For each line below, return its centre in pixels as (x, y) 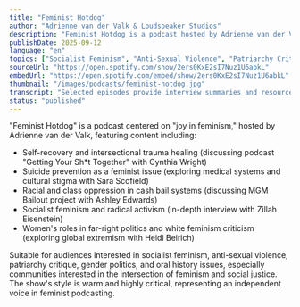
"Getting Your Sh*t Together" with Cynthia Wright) (114, 162)
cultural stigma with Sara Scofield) (85, 181)
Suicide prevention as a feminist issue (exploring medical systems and (151, 171)
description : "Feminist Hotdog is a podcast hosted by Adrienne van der (147, 34)
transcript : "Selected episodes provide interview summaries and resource (151, 92)
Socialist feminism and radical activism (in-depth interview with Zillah (150, 210)
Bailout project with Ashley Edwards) (90, 200)
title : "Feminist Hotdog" (57, 17)
